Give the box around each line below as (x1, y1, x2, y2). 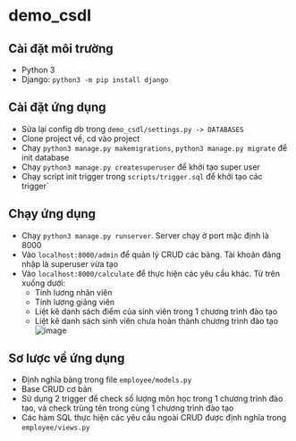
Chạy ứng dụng (8, 206, 96, 221)
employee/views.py (21, 423, 90, 433)
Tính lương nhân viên (34, 287, 113, 297)
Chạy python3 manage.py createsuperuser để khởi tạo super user (21, 162, 260, 172)
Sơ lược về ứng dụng (8, 351, 125, 366)
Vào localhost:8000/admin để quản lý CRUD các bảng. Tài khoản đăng (21, 249, 282, 260)
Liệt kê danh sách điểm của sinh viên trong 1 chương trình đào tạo (34, 305, 278, 317)
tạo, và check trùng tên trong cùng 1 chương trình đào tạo (21, 403, 234, 413)
